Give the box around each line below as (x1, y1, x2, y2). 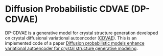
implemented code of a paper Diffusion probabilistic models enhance (5, 40, 145, 46)
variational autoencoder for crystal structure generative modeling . (5, 45, 138, 51)
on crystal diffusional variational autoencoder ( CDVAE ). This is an (5, 35, 137, 41)
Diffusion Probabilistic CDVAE (5, 3, 129, 15)
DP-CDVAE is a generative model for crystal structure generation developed (5, 30, 158, 36)
